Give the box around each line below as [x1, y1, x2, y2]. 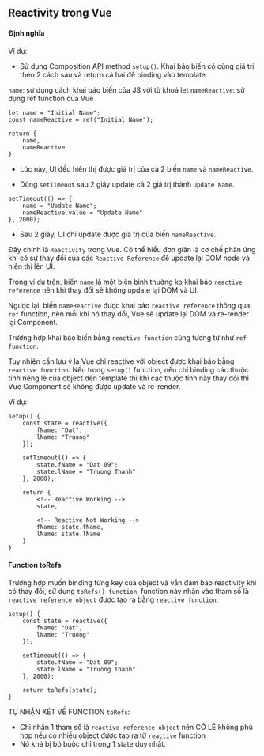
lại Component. [8, 317, 58, 327]
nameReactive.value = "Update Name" [22, 209, 144, 217]
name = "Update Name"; [22, 202, 97, 210]
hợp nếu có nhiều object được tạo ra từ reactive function [19, 731, 206, 740]
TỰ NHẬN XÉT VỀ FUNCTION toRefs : [8, 707, 130, 716]
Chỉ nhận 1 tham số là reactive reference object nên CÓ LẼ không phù [19, 722, 253, 731]
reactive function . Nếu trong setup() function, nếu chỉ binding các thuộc [8, 365, 249, 374]
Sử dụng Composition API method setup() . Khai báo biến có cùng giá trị [19, 61, 255, 70]
